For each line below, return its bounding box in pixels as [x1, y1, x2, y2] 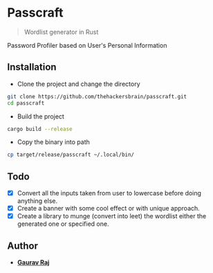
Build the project [17, 112, 64, 121]
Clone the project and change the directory [17, 80, 140, 88]
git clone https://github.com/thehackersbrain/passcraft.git [7, 93, 187, 100]
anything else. [17, 197, 57, 205]
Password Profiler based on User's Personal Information [7, 41, 167, 49]
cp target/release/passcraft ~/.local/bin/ [7, 151, 135, 159]
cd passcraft [7, 99, 45, 107]
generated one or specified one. [17, 220, 109, 228]
